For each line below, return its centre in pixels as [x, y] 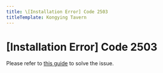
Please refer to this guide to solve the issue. [60, 63]
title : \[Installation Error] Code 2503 [57, 12]
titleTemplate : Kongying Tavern [46, 17]
